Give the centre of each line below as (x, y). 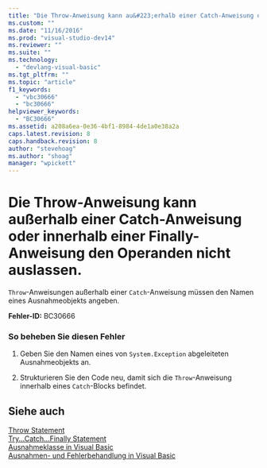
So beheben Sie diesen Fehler (67, 336)
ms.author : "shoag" (41, 156)
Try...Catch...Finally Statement (58, 439)
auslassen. (45, 270)
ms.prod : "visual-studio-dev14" (62, 38)
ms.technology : (33, 60)
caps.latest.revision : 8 (49, 133)
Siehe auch (37, 411)
